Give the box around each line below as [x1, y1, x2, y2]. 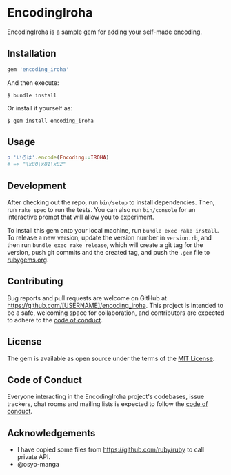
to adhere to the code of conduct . [7, 316, 103, 324]
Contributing [7, 275, 63, 287]
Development [7, 180, 67, 191]
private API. [17, 453, 50, 461]
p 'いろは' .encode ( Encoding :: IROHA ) [7, 154, 110, 162]
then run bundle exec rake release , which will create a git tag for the [7, 241, 203, 249]
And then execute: [7, 78, 59, 87]
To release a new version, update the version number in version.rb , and [7, 233, 212, 242]
